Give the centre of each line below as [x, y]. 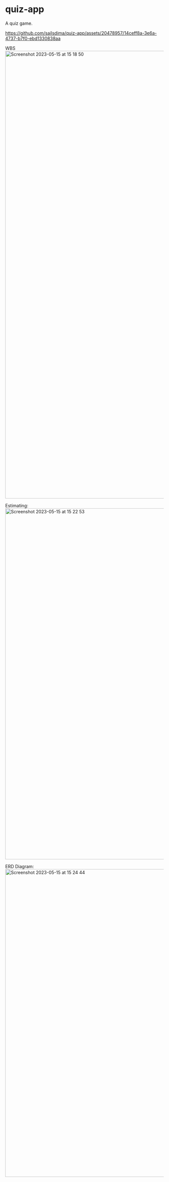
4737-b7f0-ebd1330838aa [33, 38]
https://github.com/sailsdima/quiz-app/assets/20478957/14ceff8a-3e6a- [81, 33]
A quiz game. [19, 23]
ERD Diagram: [20, 866]
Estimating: [17, 505]
